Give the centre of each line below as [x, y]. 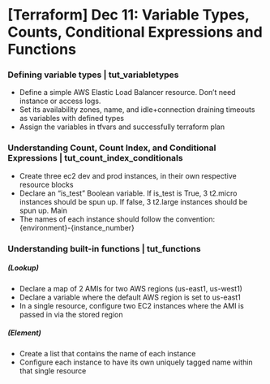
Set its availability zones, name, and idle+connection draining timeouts [137, 110]
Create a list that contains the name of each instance [107, 353]
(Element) [25, 333]
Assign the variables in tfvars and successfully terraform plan [122, 127]
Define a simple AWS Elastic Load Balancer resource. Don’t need [127, 93]
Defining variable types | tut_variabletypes [93, 75]
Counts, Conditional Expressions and [135, 32]
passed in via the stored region [71, 314]
